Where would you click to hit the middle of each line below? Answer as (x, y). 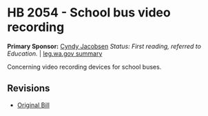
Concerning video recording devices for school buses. (84, 67)
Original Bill (33, 105)
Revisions (29, 88)
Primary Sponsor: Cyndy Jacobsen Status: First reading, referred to (104, 46)
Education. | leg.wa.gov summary (55, 54)
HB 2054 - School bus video (89, 13)
